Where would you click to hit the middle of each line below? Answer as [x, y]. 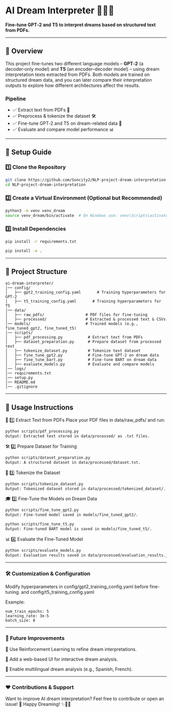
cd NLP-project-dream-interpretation [46, 184]
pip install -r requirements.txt [41, 241]
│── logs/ [16, 369]
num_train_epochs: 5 [27, 611]
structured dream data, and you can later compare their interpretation [79, 80]
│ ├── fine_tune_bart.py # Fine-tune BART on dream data [81, 360]
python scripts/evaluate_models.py [43, 550]
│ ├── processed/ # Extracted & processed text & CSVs [86, 320]
